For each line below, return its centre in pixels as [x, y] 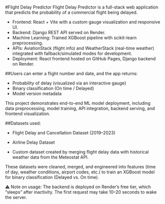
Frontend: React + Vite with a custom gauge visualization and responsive [86, 22]
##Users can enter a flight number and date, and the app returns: [71, 73]
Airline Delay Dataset [33, 142]
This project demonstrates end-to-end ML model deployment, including [78, 103]
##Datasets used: [23, 123]
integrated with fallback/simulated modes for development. [72, 53]
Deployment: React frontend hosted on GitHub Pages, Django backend [84, 59]
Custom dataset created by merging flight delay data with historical [80, 152]
